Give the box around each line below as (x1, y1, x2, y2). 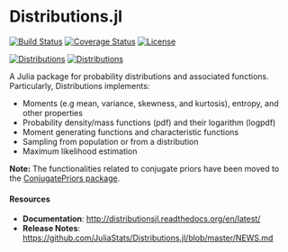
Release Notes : (22, 223, 81, 234)
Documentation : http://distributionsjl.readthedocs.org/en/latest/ (22, 213, 261, 224)
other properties (22, 107, 84, 118)
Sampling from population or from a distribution (22, 136, 199, 147)
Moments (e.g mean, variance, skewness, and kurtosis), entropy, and (22, 97, 279, 109)
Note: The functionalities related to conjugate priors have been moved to (9, 163, 280, 174)
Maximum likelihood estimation (22, 146, 138, 157)
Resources (9, 193, 51, 204)
